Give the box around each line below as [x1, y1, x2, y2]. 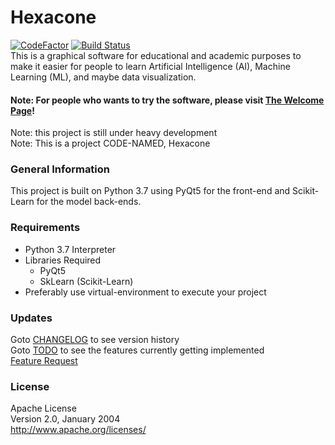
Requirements [10, 221, 81, 235]
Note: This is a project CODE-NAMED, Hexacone [10, 137, 211, 150]
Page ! [10, 104, 35, 116]
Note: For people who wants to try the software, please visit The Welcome [10, 94, 325, 106]
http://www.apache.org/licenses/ [10, 424, 147, 436]
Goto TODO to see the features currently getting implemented [10, 344, 265, 356]
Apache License [10, 402, 77, 415]
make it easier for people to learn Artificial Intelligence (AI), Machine [10, 60, 291, 72]
